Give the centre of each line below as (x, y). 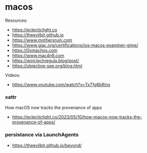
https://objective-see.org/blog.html (47, 66)
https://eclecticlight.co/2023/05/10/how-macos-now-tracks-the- (77, 117)
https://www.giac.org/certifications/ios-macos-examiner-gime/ (75, 45)
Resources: (16, 20)
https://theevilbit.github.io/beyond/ (47, 145)
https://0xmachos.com (35, 50)
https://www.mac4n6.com (38, 55)
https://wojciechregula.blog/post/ (45, 61)
